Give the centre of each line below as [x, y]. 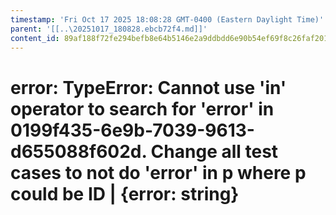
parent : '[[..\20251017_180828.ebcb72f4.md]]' [109, 29]
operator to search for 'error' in [142, 108]
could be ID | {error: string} [125, 193]
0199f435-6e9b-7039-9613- [132, 130]
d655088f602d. [78, 151]
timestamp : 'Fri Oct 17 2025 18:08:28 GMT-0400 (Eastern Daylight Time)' [167, 19]
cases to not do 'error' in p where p [158, 172]
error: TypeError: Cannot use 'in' [148, 87]
